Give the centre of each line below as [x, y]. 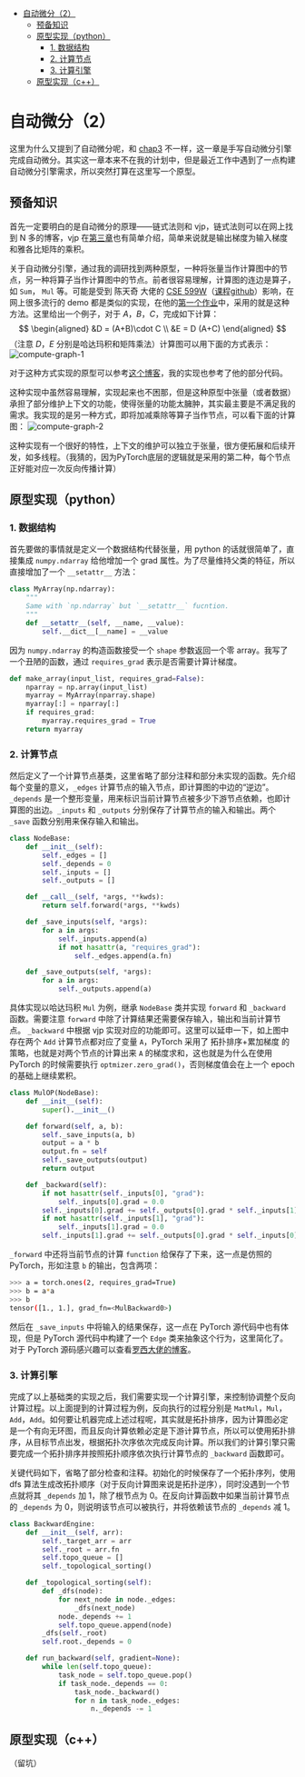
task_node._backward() [117, 1692]
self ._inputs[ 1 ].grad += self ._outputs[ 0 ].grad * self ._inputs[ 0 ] [170, 1236]
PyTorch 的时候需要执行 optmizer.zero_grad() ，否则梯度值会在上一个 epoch [152, 1064]
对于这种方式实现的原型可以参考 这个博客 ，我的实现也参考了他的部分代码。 [148, 373]
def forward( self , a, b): [75, 1126]
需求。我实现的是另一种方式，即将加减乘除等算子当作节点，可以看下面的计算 [152, 414]
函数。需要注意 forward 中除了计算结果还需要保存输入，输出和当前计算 [141, 1019]
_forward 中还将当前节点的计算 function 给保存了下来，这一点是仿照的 [141, 1254]
